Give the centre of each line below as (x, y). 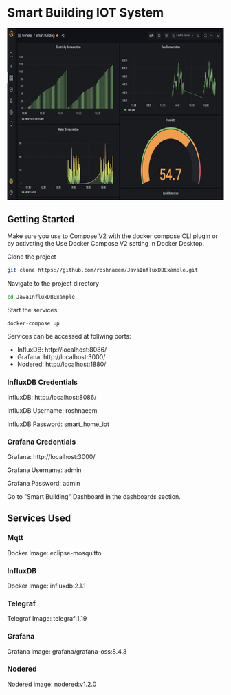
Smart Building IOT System (86, 13)
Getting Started (41, 219)
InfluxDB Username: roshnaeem (52, 410)
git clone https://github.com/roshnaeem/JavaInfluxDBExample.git (102, 270)
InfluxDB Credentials (42, 382)
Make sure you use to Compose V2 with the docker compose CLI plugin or (113, 236)
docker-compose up (33, 323)
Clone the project (32, 257)
